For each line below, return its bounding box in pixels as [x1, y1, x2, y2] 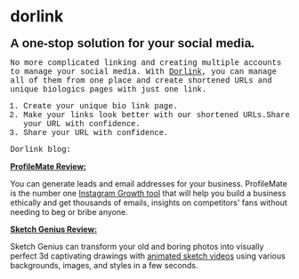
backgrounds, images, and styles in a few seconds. [10, 259, 198, 270]
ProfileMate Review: [10, 161, 87, 171]
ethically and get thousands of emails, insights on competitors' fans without [10, 197, 287, 208]
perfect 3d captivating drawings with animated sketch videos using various [10, 251, 286, 261]
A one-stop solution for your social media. [10, 36, 255, 51]
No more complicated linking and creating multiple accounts [10, 58, 282, 68]
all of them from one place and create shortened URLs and [10, 76, 272, 85]
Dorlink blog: [10, 144, 72, 155]
